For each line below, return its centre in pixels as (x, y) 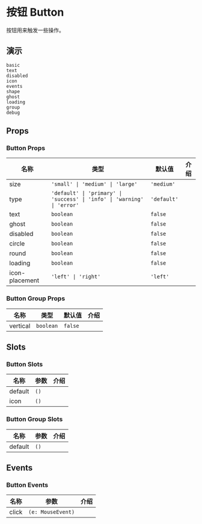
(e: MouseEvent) (51, 512)
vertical (20, 325)
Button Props (26, 148)
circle (17, 244)
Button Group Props (36, 298)
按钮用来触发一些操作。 (35, 30)
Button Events (27, 485)
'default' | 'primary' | (86, 193)
